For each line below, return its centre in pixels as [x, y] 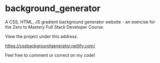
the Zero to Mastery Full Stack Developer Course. [55, 27]
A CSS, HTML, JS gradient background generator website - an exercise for [80, 22]
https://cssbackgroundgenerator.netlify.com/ [50, 46]
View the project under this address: [41, 36]
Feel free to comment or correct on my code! [50, 55]
